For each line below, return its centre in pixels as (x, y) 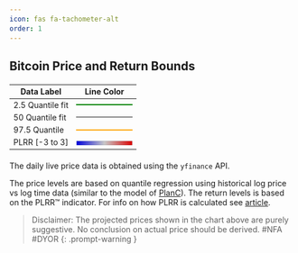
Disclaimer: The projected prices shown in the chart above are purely (160, 220)
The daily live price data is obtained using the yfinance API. (120, 166)
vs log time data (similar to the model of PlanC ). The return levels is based (147, 193)
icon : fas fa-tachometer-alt (64, 19)
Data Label (41, 92)
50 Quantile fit (40, 117)
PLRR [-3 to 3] (41, 142)
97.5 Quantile (39, 130)
